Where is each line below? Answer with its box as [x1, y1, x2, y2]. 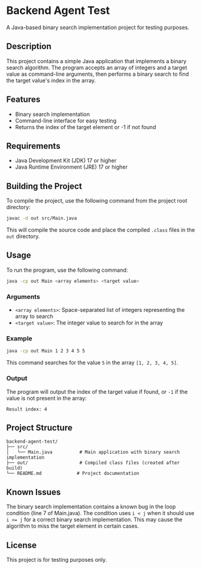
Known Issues [6, 487, 61, 497]
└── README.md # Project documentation [6, 471, 139, 477]
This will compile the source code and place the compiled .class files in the [6, 226, 196, 234]
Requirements [6, 141, 61, 151]
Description [6, 41, 51, 52]
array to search [15, 313, 53, 320]
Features [6, 95, 41, 105]
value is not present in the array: [6, 394, 87, 402]
